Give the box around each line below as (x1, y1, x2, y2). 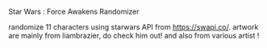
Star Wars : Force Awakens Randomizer (8, 7, 140, 16)
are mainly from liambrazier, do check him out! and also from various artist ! (8, 31, 260, 40)
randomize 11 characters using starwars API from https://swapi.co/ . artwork (8, 22, 259, 31)
